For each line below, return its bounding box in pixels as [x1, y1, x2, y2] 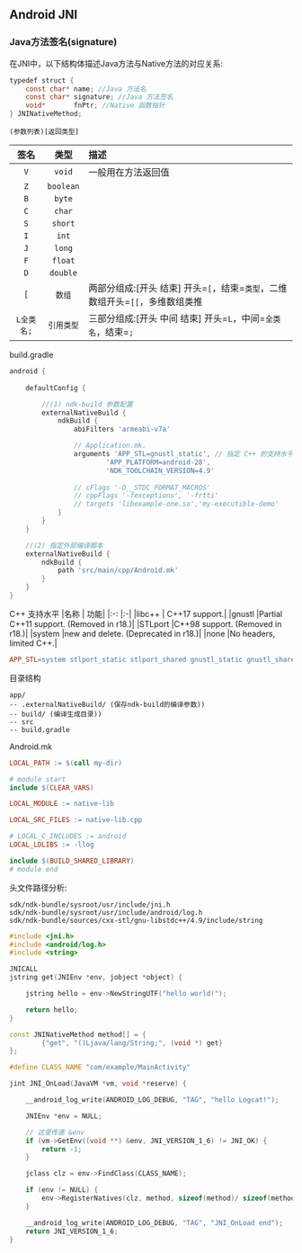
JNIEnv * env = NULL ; [25, 1111, 102, 1121]
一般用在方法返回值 [88, 166, 170, 179]
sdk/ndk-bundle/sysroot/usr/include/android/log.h [9, 908, 203, 917]
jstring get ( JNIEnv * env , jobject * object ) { [9, 973, 182, 982]
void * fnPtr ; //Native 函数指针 [25, 101, 165, 111]
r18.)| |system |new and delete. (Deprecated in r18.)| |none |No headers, [9, 628, 276, 639]
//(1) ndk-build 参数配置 [41, 399, 133, 408]
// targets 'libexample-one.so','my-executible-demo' [73, 499, 280, 509]
